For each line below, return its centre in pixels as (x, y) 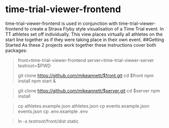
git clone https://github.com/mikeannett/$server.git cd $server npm (89, 90)
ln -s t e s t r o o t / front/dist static (48, 121)
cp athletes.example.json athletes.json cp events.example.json (83, 106)
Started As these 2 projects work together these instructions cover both (81, 45)
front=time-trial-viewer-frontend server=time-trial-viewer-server (86, 60)
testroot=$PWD (34, 66)
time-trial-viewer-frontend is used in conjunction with (62, 23)
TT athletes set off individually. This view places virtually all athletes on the (84, 34)
